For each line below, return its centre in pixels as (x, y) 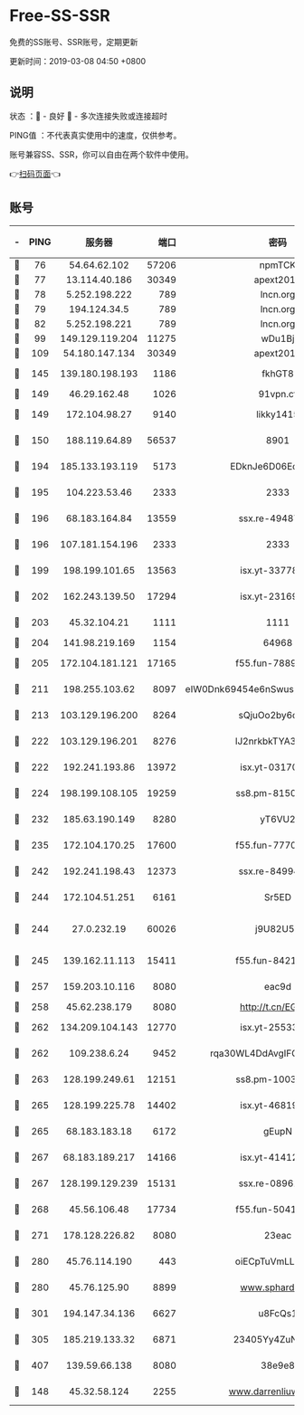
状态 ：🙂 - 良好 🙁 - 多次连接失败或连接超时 (88, 116)
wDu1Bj (278, 338)
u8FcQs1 (277, 1313)
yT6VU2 (278, 819)
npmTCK (278, 265)
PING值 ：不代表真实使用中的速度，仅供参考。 (95, 135)
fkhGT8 (278, 374)
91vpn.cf (278, 394)
